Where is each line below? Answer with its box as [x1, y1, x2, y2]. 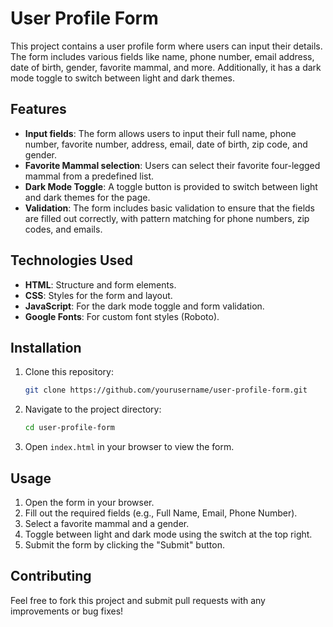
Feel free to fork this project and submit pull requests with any [10, 594, 266, 606]
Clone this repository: [24, 366, 114, 378]
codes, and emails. [24, 223, 103, 235]
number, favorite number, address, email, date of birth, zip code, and [24, 138, 308, 150]
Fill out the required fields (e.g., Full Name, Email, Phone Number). [24, 507, 298, 519]
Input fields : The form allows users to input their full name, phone [24, 127, 297, 139]
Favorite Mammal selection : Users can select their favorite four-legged [24, 159, 321, 171]
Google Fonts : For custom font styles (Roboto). [24, 310, 220, 322]
